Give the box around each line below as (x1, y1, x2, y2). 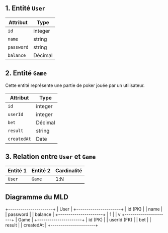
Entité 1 (8, 167, 27, 174)
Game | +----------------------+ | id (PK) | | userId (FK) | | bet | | (18, 217, 151, 223)
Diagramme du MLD (5, 193, 69, 201)
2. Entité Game (5, 69, 47, 77)
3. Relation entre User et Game (5, 153, 96, 161)
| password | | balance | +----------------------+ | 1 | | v (5, 211, 121, 217)
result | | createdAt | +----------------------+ (5, 222, 99, 228)
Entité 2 (31, 167, 51, 174)
